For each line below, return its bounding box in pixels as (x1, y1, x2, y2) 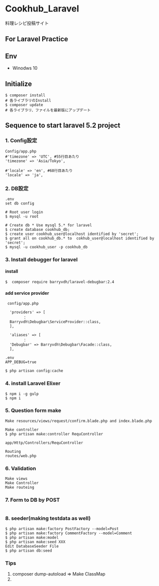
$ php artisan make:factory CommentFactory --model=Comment (5, 531, 133, 536)
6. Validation (5, 465, 36, 472)
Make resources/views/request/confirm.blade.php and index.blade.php (5, 418, 153, 423)
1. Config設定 (5, 137, 37, 144)
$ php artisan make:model (5, 535, 59, 540)
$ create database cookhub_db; (5, 227, 70, 232)
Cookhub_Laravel (5, 3, 79, 14)
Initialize (5, 79, 32, 88)
